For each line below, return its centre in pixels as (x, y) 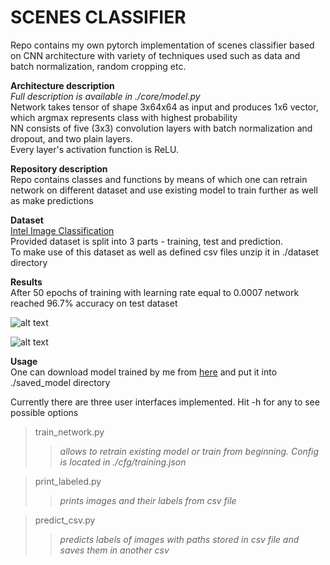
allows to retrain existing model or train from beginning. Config (189, 451)
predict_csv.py (65, 520)
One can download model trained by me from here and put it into (144, 372)
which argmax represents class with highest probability (124, 117)
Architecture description (62, 85)
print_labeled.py (68, 481)
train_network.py (69, 432)
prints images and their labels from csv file (148, 500)
